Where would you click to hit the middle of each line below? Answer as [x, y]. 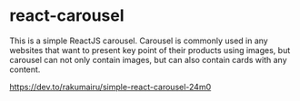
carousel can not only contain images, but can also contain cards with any [148, 60]
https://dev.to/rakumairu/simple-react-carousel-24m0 [110, 87]
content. [25, 69]
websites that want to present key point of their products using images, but [150, 50]
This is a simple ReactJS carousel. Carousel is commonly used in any [139, 41]
